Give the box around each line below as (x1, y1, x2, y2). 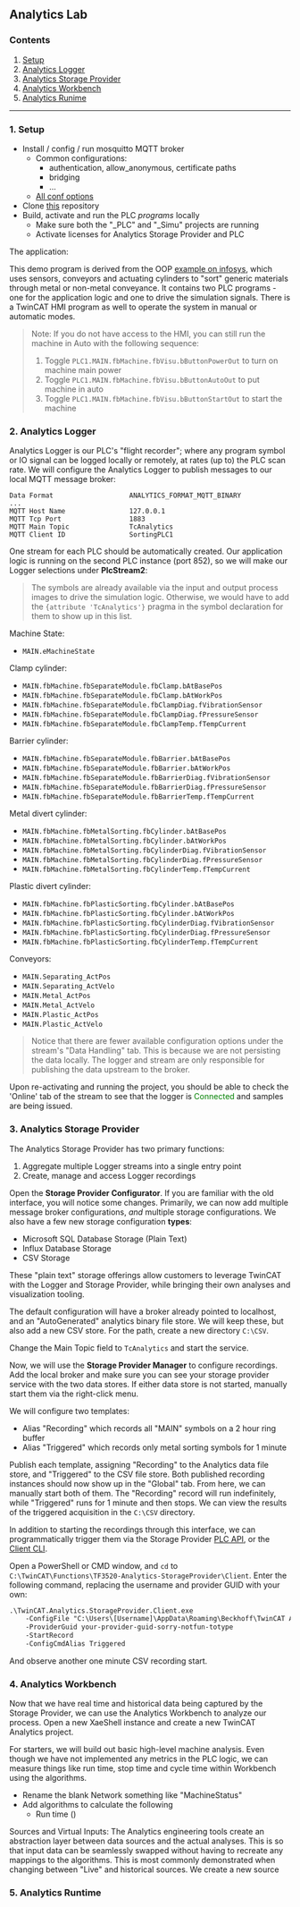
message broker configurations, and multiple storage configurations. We (9, 1207, 277, 1217)
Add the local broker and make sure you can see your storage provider (9, 1369, 270, 1380)
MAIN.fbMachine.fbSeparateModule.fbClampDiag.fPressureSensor (21, 710, 259, 719)
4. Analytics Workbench (9, 1677, 117, 1690)
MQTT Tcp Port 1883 (9, 514, 146, 524)
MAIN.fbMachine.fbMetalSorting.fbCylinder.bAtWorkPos (21, 836, 227, 846)
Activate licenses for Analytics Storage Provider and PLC (35, 228, 245, 240)
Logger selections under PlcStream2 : (9, 565, 148, 576)
